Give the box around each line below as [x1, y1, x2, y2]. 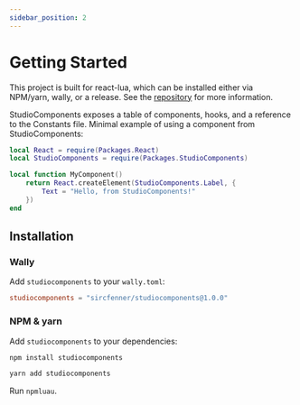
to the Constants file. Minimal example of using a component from [9, 118, 256, 129]
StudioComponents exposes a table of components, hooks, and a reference [9, 109, 292, 120]
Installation [9, 229, 74, 244]
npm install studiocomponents [9, 353, 124, 362]
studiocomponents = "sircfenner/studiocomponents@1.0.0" [9, 294, 229, 303]
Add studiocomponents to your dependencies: [9, 336, 178, 346]
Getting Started [9, 51, 128, 72]
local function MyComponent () [9, 170, 124, 179]
